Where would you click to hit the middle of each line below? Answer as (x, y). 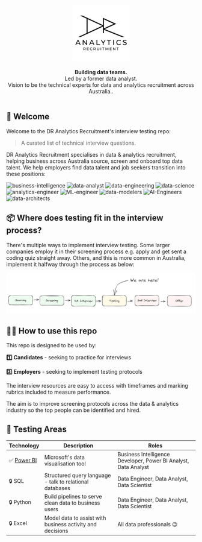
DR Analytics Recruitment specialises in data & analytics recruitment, (91, 154)
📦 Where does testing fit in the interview (85, 218)
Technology (24, 446)
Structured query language (78, 475)
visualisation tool (65, 464)
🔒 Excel (18, 523)
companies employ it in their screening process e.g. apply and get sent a (96, 251)
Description (78, 446)
